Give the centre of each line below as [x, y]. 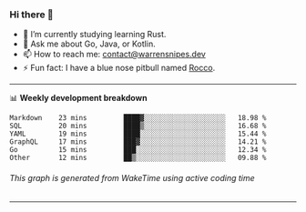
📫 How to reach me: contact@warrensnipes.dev [114, 55]
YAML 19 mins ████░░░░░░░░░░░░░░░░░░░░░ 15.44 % [138, 134]
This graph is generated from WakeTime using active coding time [132, 177]
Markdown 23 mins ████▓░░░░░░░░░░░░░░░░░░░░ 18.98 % [138, 118]
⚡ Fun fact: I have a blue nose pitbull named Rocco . [119, 68]
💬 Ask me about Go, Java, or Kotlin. [89, 44]
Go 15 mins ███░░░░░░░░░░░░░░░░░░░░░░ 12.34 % [138, 150]
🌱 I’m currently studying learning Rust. [94, 35]
